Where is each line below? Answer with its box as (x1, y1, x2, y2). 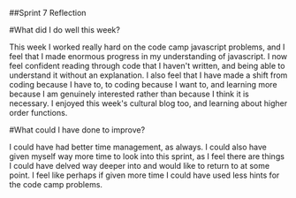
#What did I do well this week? (9, 25, 121, 34)
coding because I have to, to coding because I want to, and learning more (9, 80, 277, 89)
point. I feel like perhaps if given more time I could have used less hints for (9, 170, 280, 180)
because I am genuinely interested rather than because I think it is (9, 88, 249, 99)
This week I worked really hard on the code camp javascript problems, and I (9, 42, 285, 52)
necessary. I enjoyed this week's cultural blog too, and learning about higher (9, 98, 288, 109)
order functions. (9, 108, 68, 118)
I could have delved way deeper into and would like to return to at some (9, 161, 270, 171)
